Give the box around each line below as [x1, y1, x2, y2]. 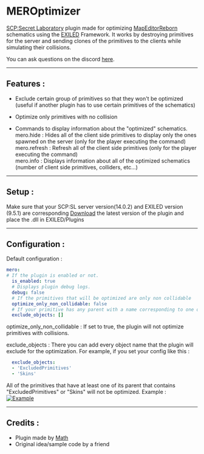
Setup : [6, 187, 35, 197]
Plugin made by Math [15, 434, 69, 441]
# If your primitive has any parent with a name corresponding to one [12, 307, 194, 313]
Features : [6, 79, 46, 89]
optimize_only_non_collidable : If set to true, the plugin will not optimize [6, 323, 184, 330]
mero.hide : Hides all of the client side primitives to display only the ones [15, 131, 197, 138]
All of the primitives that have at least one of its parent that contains [6, 381, 176, 389]
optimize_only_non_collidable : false [12, 300, 107, 307]
